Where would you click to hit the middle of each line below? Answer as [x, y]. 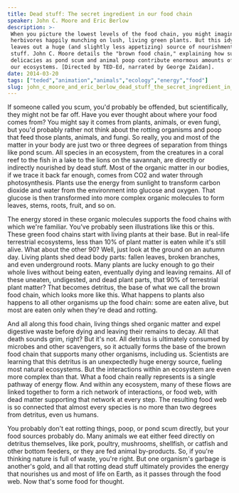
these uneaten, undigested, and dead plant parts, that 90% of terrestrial [113, 280]
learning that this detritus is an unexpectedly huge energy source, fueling [115, 362]
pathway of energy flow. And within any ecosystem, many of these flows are [119, 385]
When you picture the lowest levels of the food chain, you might [111, 34]
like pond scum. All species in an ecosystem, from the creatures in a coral [116, 152]
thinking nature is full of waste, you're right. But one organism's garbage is [117, 459]
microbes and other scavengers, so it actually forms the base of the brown [117, 347]
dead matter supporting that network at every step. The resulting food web [117, 400]
